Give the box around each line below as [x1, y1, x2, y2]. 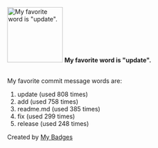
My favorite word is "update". [64, 56, 152, 64]
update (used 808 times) [17, 90, 89, 98]
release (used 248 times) [17, 120, 89, 127]
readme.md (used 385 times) [17, 105, 100, 113]
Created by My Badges [7, 133, 73, 141]
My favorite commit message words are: [7, 77, 123, 85]
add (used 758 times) [17, 98, 78, 106]
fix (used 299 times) [17, 112, 76, 120]
